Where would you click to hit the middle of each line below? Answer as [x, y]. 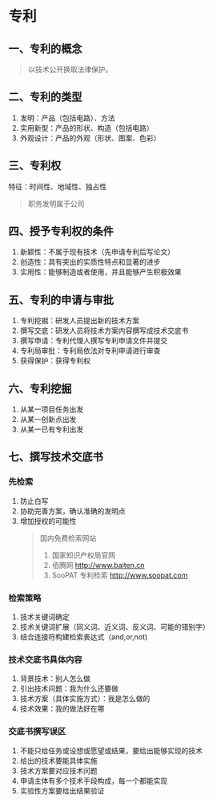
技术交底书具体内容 [45, 659]
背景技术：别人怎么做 [55, 679]
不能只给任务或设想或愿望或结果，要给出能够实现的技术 [111, 750]
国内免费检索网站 [68, 537]
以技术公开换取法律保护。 [70, 69]
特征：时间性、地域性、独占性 [57, 186]
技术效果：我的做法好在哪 [62, 709]
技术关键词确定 [44, 617]
